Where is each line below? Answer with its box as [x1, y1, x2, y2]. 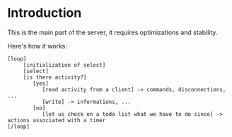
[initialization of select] [23, 61, 106, 68]
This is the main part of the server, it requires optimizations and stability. [7, 28, 218, 37]
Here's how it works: [7, 41, 68, 50]
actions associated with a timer [7, 117, 106, 124]
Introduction [7, 5, 82, 21]
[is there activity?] [23, 74, 87, 81]
